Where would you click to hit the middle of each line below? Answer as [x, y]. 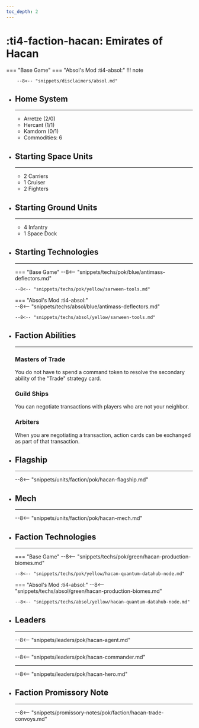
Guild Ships [32, 394]
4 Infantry [36, 227]
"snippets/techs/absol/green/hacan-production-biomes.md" [89, 591]
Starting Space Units [54, 156]
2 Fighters [36, 189]
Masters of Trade [40, 359]
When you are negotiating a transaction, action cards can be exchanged [103, 435]
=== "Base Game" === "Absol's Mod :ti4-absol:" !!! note [75, 70]
